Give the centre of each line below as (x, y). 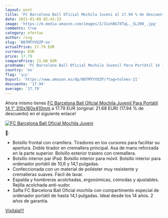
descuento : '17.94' (25, 84)
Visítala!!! (14, 211)
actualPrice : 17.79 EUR (30, 47)
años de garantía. (30, 201)
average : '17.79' (23, 89)
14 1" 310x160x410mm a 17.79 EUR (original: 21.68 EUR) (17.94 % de (74, 108)
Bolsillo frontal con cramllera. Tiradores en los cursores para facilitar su (86, 142)
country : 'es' (20, 70)
